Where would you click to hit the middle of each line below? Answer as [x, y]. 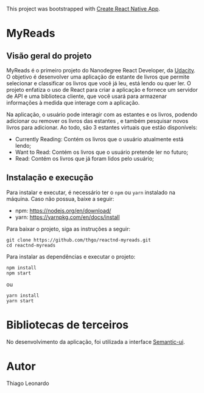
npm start [19, 273]
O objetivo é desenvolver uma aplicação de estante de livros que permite [98, 77]
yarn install [23, 295]
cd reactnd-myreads [31, 245]
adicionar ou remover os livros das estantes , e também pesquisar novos [97, 121]
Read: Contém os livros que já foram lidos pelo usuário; [84, 158]
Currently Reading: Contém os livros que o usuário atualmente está [99, 139]
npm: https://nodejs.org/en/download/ [63, 210]
